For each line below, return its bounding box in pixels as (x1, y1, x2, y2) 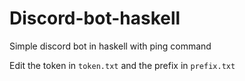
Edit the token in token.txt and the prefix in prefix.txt (9, 59, 236, 71)
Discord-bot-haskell (9, 7, 181, 30)
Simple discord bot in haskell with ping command (9, 40, 212, 52)
